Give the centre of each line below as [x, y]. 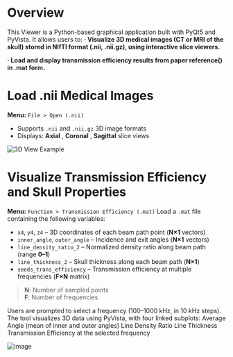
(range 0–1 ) [34, 254]
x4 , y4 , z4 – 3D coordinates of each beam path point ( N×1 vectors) [111, 232]
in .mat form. [26, 67]
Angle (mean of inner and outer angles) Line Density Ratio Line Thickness [112, 325]
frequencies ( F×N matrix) [53, 276]
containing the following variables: [56, 218]
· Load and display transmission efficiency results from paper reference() [115, 60]
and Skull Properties [67, 192]
